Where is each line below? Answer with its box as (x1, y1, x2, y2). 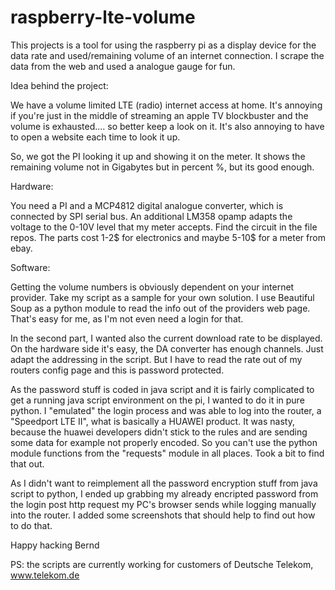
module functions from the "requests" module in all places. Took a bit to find (10, 447, 325, 459)
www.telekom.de (10, 569, 80, 581)
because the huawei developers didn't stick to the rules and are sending (10, 426, 308, 438)
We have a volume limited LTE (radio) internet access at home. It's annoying (10, 99, 323, 111)
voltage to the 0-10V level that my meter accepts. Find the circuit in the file (10, 221, 318, 233)
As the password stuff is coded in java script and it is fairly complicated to (10, 383, 315, 395)
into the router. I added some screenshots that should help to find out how (10, 509, 316, 521)
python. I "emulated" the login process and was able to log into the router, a (10, 404, 322, 416)
